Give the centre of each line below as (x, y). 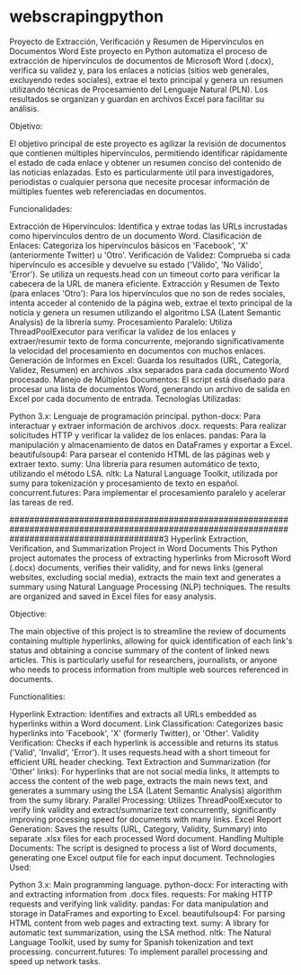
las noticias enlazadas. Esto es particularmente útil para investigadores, (142, 172)
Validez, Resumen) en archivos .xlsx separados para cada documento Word (149, 369)
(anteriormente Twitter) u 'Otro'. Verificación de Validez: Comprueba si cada (150, 255)
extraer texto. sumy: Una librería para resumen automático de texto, (135, 464)
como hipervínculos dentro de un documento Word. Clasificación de (136, 235)
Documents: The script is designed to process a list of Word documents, (143, 848)
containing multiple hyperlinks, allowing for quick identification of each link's (151, 641)
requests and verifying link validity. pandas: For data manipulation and (139, 904)
